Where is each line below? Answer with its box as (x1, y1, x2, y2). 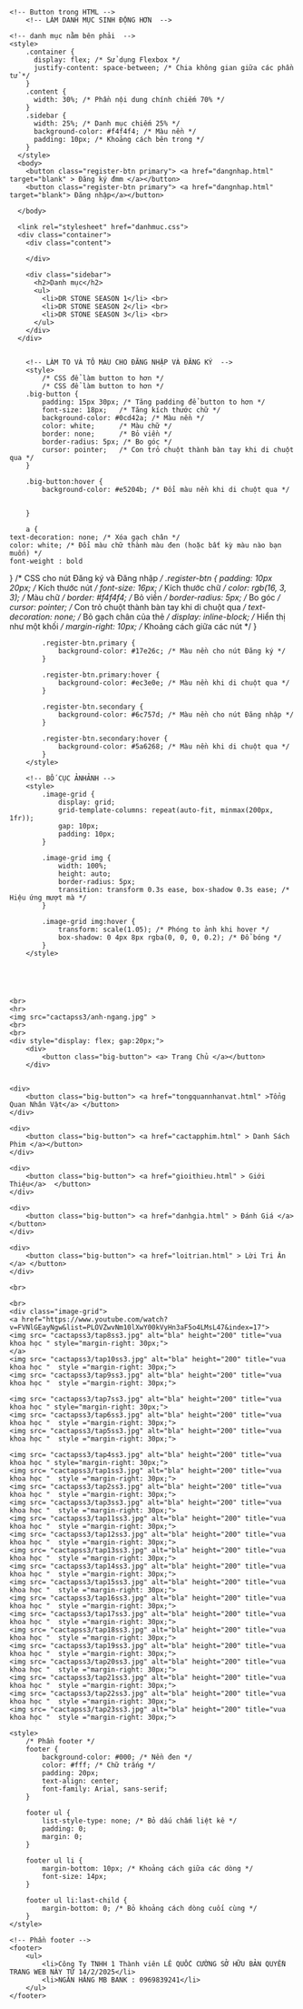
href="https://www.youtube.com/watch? (21, 1315, 169, 1324)
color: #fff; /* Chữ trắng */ (42, 1761, 156, 1770)
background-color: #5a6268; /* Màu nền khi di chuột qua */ (57, 742, 290, 751)
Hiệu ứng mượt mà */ (9, 893, 88, 902)
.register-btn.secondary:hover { (42, 734, 169, 743)
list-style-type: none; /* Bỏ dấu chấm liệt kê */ (42, 1816, 238, 1825)
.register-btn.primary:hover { (42, 670, 161, 679)
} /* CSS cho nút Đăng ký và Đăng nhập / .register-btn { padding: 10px (9, 573, 273, 583)
